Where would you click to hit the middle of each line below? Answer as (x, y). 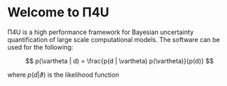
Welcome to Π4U (58, 12)
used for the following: (40, 47)
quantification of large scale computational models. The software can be (114, 39)
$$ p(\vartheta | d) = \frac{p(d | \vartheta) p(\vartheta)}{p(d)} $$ (120, 60)
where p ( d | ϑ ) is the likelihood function (63, 75)
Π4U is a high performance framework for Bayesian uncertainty (101, 32)
